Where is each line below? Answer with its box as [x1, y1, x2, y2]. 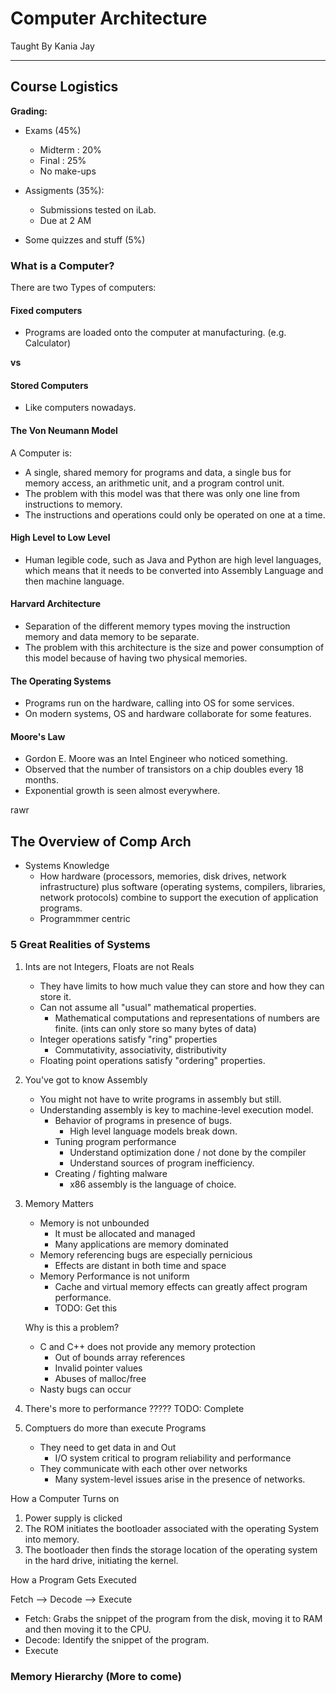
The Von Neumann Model [10, 425, 118, 437]
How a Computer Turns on [10, 1492, 120, 1504]
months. [24, 774, 60, 786]
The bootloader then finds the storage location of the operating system [24, 1543, 318, 1556]
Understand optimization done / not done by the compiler [69, 1146, 307, 1158]
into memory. [24, 1533, 80, 1545]
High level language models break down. [69, 1125, 238, 1137]
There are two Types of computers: [10, 282, 157, 294]
